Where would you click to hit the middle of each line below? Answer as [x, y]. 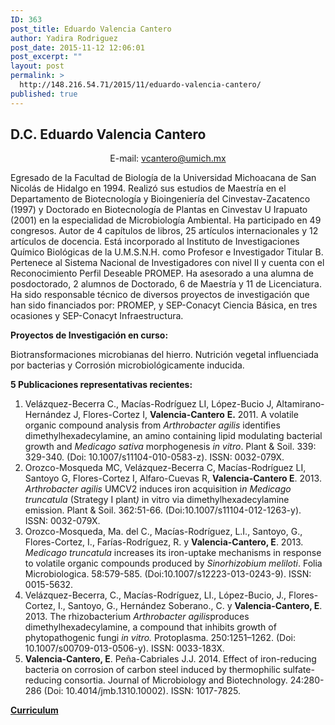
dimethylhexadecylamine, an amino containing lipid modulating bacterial [173, 436]
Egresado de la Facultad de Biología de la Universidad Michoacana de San [163, 178]
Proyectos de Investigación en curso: [89, 335]
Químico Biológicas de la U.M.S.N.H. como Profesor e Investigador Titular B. [167, 252]
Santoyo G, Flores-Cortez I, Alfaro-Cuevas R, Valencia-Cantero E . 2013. [173, 478]
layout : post [37, 66]
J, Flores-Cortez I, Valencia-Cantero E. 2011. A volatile [186, 415]
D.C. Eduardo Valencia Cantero [108, 134]
